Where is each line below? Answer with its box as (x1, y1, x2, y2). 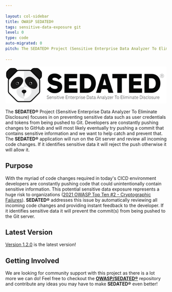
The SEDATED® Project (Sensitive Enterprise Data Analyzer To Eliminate (5, 108, 158, 115)
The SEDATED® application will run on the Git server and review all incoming (5, 136, 167, 142)
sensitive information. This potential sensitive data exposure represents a (5, 186, 160, 192)
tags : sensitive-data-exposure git (5, 25, 81, 30)
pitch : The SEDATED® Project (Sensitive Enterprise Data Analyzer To (5, 46, 157, 51)
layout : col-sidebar (5, 13, 50, 19)
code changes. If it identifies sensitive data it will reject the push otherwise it (5, 141, 167, 147)
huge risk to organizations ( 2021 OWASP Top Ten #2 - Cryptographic (5, 191, 151, 197)
